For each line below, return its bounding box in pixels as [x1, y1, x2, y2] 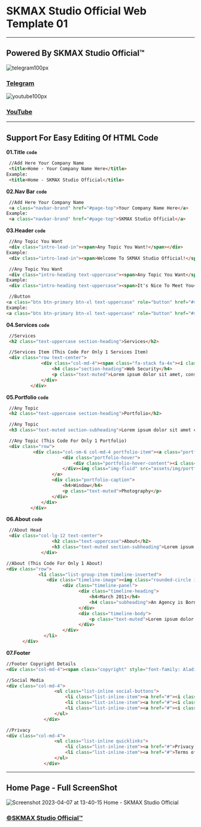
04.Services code [6, 321, 50, 328]
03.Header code [6, 227, 46, 234]
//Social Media [6, 677, 44, 683]
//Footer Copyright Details [6, 661, 77, 667]
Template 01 [6, 17, 68, 31]
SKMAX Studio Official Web [6, 4, 147, 18]
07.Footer [6, 649, 31, 656]
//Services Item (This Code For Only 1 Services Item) [8, 349, 148, 355]
